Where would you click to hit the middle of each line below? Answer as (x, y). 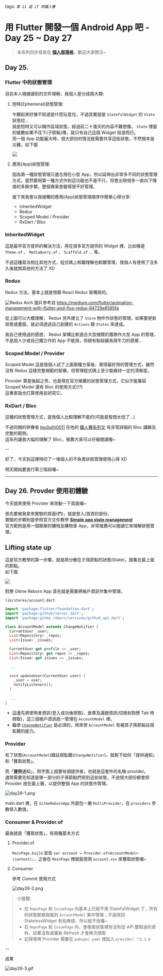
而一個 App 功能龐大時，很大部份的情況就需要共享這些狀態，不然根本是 (83, 139)
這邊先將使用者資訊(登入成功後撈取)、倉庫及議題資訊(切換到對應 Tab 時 (83, 713)
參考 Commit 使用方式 (34, 879)
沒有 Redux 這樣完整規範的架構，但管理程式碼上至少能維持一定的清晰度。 (78, 371)
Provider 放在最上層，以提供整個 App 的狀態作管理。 (57, 783)
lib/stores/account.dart (30, 601)
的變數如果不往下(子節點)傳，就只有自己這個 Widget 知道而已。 (75, 132)
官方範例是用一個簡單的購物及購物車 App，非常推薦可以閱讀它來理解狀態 (78, 526)
